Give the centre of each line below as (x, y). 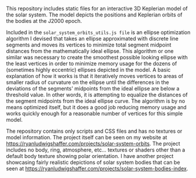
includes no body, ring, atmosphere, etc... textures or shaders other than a (96, 150)
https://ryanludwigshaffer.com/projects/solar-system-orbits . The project (93, 144)
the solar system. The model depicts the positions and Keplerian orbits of (94, 15)
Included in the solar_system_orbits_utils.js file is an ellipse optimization (98, 32)
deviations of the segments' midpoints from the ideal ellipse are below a (93, 88)
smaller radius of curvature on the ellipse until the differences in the (88, 82)
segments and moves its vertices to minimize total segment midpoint (89, 45)
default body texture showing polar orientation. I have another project (90, 156)
